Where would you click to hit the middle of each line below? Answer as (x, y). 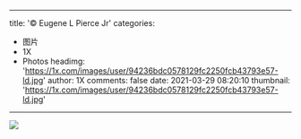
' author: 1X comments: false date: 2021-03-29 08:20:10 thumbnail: (167, 80)
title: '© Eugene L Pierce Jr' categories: (82, 23)
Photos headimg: (53, 61)
